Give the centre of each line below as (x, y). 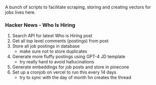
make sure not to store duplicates (53, 52)
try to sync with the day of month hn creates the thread (75, 78)
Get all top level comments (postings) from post (60, 41)
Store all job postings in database (46, 46)
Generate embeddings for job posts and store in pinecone (71, 67)
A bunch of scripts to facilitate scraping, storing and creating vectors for (78, 7)
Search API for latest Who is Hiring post (52, 36)
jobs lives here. (20, 12)
